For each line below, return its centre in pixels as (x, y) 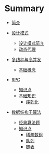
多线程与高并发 (26, 59)
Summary (24, 9)
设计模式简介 (31, 43)
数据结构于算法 (26, 112)
